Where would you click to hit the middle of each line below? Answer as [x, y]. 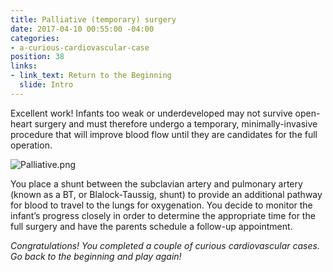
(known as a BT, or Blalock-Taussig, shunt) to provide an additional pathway [166, 194]
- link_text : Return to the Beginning [91, 76]
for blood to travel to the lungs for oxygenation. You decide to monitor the [161, 205]
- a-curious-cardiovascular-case [80, 47]
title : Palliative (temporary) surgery [93, 19]
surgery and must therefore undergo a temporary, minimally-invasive [176, 123]
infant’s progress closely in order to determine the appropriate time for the [163, 215]
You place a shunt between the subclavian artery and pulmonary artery [156, 183]
